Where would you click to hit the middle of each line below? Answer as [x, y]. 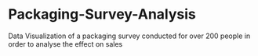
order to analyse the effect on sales [65, 44]
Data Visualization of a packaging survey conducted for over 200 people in [129, 36]
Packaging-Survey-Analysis [102, 14]
